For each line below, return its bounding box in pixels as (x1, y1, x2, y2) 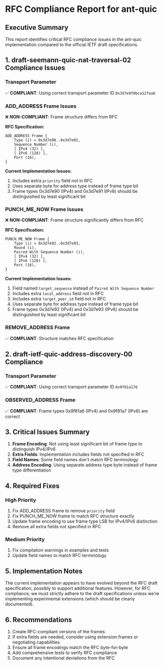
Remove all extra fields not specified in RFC (12, 524, 101, 530)
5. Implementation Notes (5, 567, 83, 575)
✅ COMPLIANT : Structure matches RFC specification (5, 335, 114, 341)
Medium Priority (5, 536, 45, 543)
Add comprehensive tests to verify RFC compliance (12, 650, 117, 656)
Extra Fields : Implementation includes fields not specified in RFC (12, 451, 144, 457)
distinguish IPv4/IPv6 (12, 446, 56, 452)
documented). (5, 601, 34, 607)
